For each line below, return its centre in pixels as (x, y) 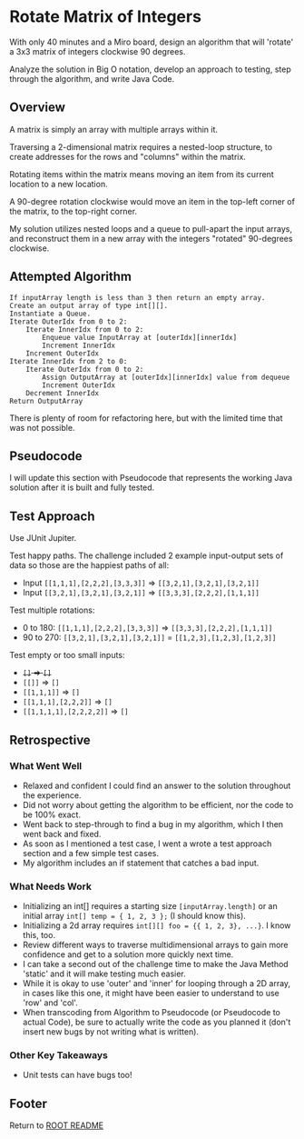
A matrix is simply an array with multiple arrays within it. (114, 129)
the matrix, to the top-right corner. (74, 211)
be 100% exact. (52, 814)
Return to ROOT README (57, 1125)
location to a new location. (59, 184)
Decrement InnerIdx (63, 393)
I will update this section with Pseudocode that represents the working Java (151, 478)
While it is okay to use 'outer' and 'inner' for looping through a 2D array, (157, 984)
